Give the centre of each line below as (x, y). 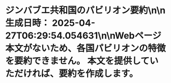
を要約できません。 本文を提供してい (82, 61)
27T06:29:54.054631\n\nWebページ (83, 36)
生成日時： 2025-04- (50, 23)
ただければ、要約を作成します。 (72, 74)
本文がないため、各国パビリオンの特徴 (86, 48)
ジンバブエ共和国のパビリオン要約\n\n (85, 10)
